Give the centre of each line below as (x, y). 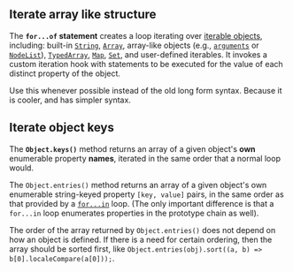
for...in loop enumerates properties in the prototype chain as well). (134, 213)
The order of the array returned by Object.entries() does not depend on (143, 230)
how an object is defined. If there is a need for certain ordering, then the (141, 239)
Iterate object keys (62, 128)
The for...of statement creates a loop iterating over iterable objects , (136, 35)
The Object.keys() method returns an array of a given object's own (132, 148)
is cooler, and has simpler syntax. (70, 100)
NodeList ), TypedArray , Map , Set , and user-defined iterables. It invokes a (139, 54)
